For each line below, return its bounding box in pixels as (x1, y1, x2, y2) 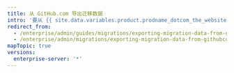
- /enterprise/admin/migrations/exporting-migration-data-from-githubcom (13, 36, 232, 43)
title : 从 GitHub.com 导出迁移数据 (7, 10, 103, 17)
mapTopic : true (7, 42, 52, 49)
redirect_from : (7, 23, 52, 30)
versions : (7, 49, 36, 56)
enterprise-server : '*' (13, 56, 82, 63)
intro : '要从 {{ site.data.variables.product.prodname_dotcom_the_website (7, 17, 227, 24)
